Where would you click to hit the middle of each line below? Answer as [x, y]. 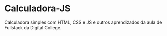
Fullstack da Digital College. [33, 27]
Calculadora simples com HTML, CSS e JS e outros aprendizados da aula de [83, 22]
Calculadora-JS [38, 9]
